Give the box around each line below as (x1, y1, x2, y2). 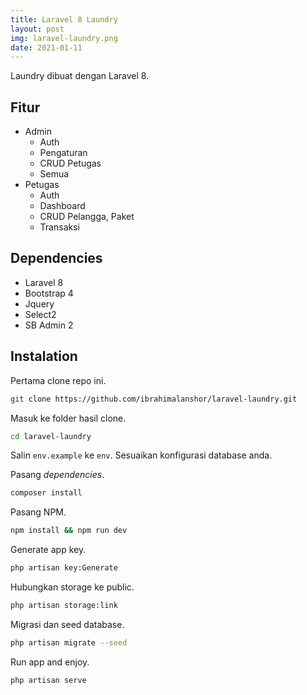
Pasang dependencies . (10, 469, 105, 481)
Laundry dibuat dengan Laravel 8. (10, 70, 150, 82)
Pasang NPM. (10, 506, 67, 518)
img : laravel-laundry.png (10, 33, 118, 43)
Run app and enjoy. (10, 656, 90, 668)
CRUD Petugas (39, 157, 102, 170)
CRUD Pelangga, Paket (39, 211, 135, 223)
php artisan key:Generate (10, 563, 118, 573)
